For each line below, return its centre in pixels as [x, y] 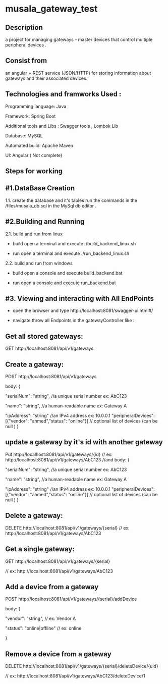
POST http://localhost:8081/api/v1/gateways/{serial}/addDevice [71, 599]
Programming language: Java [36, 106]
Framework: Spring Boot [31, 116]
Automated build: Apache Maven [39, 145]
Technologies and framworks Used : [63, 94]
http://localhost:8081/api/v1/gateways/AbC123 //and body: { [67, 459]
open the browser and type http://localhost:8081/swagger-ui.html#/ [83, 310]
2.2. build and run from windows [39, 263]
